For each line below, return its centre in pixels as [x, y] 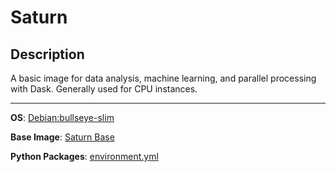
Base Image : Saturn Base [62, 137]
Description [47, 54]
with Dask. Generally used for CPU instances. [104, 89]
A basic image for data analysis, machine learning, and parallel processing [163, 78]
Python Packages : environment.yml [84, 156]
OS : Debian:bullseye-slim [62, 117]
